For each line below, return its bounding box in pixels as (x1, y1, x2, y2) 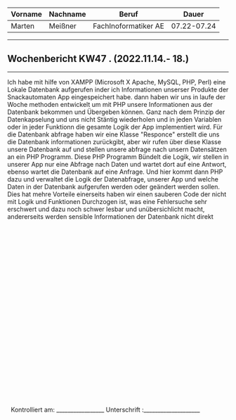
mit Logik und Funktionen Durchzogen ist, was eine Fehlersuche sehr (7, 198, 207, 205)
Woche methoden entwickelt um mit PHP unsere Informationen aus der (7, 101, 213, 108)
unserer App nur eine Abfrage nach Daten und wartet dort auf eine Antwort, (7, 160, 227, 168)
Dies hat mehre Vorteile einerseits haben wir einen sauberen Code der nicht (7, 190, 227, 198)
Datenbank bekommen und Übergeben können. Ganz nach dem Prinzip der (7, 108, 225, 116)
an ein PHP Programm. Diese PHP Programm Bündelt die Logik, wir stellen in (7, 153, 229, 161)
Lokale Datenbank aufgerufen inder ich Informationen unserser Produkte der (7, 85, 229, 94)
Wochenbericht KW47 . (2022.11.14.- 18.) (7, 53, 190, 65)
